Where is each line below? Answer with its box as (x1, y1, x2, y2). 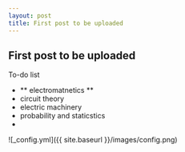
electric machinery (19, 102, 82, 112)
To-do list (8, 70, 40, 80)
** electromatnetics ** (19, 86, 94, 95)
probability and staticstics (19, 111, 106, 121)
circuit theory (19, 94, 65, 104)
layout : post (8, 11, 52, 20)
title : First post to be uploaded (8, 19, 124, 27)
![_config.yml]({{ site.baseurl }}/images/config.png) (8, 135, 178, 145)
